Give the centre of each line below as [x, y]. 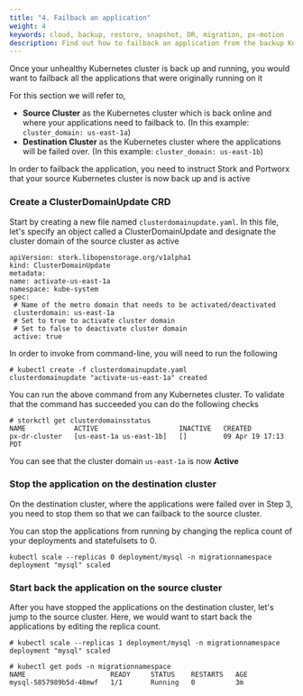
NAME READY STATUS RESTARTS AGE [129, 675]
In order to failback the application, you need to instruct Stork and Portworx [150, 169]
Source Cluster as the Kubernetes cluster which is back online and [147, 113]
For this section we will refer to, [68, 96]
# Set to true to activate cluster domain [94, 320]
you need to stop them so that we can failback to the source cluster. [136, 513]
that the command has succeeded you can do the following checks [134, 404]
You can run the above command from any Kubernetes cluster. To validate [147, 394]
